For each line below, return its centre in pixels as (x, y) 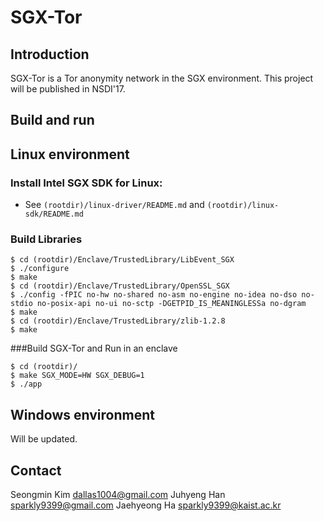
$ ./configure (40, 269)
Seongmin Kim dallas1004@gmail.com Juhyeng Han (118, 494)
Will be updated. (44, 439)
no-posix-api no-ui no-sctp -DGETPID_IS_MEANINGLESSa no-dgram (171, 304)
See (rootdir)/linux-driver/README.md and (114, 205)
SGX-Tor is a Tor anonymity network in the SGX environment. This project (162, 78)
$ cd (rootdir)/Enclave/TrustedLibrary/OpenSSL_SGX (120, 286)
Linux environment (70, 154)
